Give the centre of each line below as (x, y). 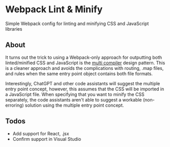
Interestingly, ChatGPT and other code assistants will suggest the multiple (83, 83)
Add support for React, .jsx (41, 133)
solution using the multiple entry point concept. (74, 105)
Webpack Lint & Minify (54, 9)
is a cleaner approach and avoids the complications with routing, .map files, (84, 68)
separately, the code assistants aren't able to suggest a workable (74, 100)
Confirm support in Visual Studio (47, 139)
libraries (14, 29)
